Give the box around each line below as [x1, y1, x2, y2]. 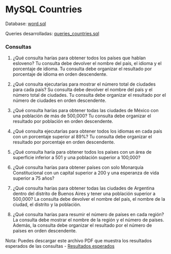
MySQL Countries [5, 4, 83, 15]
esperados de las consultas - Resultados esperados [5, 243, 115, 249]
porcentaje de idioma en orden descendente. [12, 71, 108, 77]
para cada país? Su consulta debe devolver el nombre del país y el [12, 87, 153, 93]
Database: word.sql [5, 20, 46, 27]
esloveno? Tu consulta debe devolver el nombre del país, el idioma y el [12, 60, 162, 67]
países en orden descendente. [12, 228, 77, 234]
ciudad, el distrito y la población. [12, 201, 82, 208]
